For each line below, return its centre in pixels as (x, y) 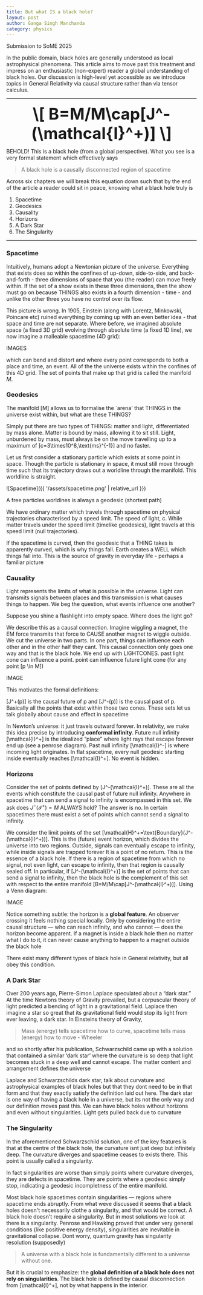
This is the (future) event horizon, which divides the (115, 839)
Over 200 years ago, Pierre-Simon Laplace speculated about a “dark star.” (99, 994)
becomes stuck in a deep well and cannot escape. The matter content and (99, 1062)
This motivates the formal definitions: (53, 690)
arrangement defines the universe (49, 1069)
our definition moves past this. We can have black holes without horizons (97, 1106)
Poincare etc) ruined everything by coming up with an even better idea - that (101, 317)
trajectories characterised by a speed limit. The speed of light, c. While (94, 518)
